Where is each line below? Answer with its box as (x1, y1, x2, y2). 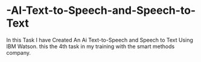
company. (6, 49, 31, 56)
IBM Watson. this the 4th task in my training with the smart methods (6, 43, 175, 50)
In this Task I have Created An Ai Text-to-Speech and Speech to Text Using (6, 36, 193, 43)
